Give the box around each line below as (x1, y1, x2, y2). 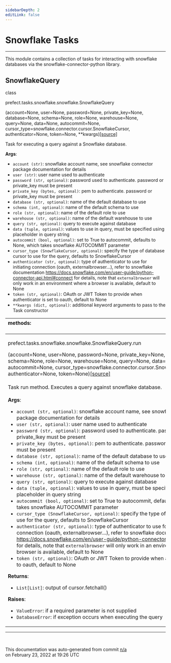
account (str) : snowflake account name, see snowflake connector (12, 161, 153, 167)
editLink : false (5, 12, 40, 17)
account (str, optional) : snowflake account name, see (16, 408, 151, 415)
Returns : (8, 573, 29, 580)
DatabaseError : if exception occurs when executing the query (16, 613, 163, 621)
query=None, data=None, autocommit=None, (5, 121, 101, 127)
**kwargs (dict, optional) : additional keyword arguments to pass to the (12, 302, 166, 308)
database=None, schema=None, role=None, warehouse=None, (5, 115, 138, 121)
